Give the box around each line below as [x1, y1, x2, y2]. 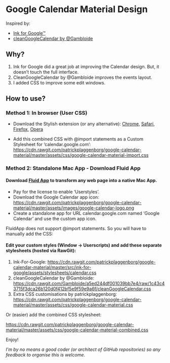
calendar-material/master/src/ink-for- [13, 264, 92, 270]
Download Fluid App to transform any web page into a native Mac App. [6, 177, 157, 183]
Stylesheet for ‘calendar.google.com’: [13, 142, 91, 148]
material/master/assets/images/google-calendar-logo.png [13, 205, 135, 211]
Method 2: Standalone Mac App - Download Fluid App [6, 165, 141, 172]
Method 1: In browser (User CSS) [6, 110, 88, 117]
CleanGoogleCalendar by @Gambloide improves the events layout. [13, 74, 152, 80]
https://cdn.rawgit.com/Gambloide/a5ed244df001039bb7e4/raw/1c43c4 [13, 280, 165, 286]
